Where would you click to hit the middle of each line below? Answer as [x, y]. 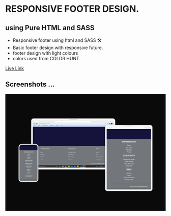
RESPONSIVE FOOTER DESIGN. [72, 9]
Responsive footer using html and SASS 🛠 [57, 40]
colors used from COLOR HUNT [46, 58]
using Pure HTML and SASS [50, 28]
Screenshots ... [30, 85]
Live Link [15, 68]
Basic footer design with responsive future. [58, 47]
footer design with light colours [45, 53]
